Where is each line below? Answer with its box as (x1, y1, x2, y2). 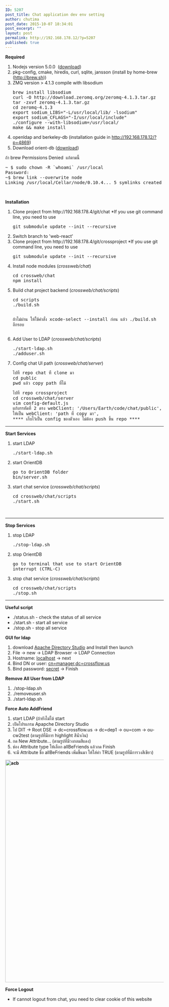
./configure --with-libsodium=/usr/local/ (12, 119, 119, 125)
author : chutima (5, 17, 39, 22)
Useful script (5, 604, 33, 610)
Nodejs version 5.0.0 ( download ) (12, 63, 81, 69)
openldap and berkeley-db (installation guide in (12, 134, 111, 140)
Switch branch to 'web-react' (12, 233, 73, 239)
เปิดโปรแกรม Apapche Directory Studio (12, 721, 89, 727)
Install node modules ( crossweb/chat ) (12, 263, 92, 269)
